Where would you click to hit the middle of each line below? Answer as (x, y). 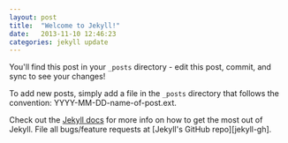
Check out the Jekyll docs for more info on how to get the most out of (136, 120)
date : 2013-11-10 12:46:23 (63, 34)
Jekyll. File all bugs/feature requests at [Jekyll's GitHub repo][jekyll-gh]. (140, 130)
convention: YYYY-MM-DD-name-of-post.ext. (93, 103)
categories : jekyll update (59, 42)
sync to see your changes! (57, 77)
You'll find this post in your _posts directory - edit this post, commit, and (140, 67)
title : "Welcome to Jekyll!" (65, 26)
